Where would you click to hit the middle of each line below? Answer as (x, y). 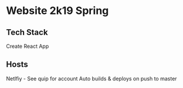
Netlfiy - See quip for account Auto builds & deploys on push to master (91, 78)
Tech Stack (27, 32)
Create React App (28, 46)
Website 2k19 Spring (57, 11)
